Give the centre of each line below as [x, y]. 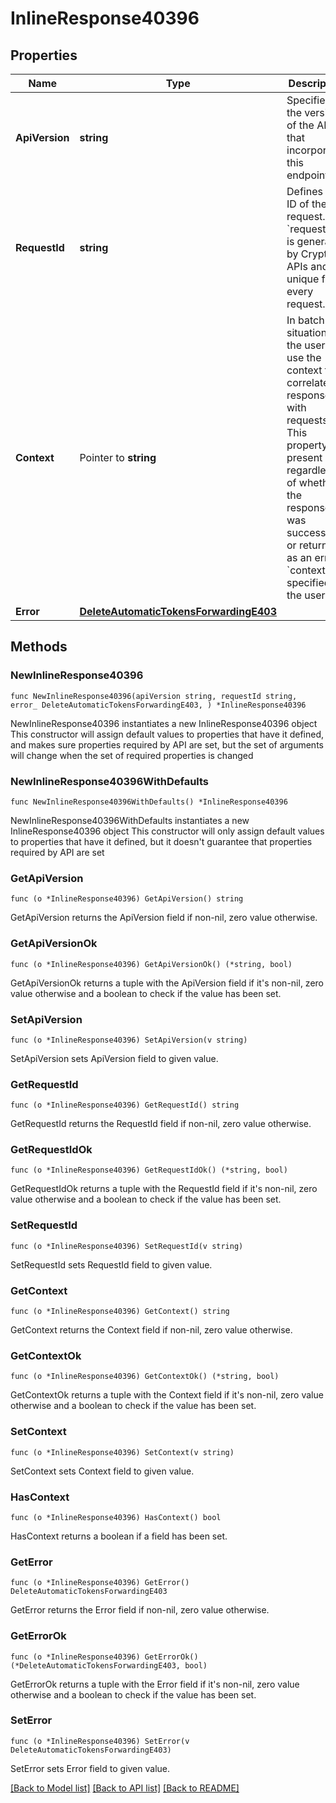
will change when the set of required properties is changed [132, 755]
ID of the [306, 204]
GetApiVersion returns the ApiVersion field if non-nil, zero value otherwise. [164, 918]
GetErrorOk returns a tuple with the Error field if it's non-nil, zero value [155, 1684]
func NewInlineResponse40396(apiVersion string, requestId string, [154, 696]
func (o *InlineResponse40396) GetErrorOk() [104, 1657]
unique [303, 279]
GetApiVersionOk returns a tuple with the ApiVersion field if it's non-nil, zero [167, 983]
